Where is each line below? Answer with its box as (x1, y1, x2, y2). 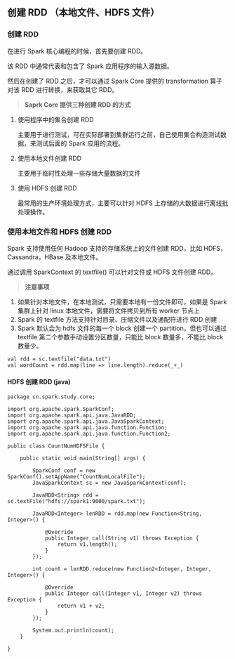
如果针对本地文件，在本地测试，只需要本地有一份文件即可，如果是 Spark (17, 297, 227, 306)
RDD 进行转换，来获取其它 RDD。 (20, 85, 119, 93)
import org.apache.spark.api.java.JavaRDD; (7, 412, 137, 419)
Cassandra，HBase (7, 252, 64, 261)
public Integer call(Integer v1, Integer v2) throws (44, 590, 202, 597)
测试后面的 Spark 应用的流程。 (36, 139, 125, 148)
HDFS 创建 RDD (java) (7, 377, 72, 386)
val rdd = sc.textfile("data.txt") (7, 355, 112, 363)
